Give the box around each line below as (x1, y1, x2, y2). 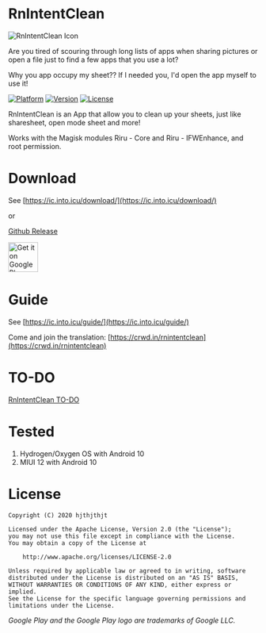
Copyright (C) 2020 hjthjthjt (8, 511, 108, 520)
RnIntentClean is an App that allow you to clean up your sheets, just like (8, 109, 241, 119)
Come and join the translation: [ (8, 332, 111, 342)
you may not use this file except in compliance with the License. (8, 532, 236, 540)
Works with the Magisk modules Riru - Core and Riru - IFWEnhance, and (8, 132, 244, 143)
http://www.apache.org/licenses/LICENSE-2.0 (22, 553, 172, 561)
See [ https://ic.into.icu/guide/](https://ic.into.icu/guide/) (8, 316, 190, 326)
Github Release (8, 226, 58, 236)
